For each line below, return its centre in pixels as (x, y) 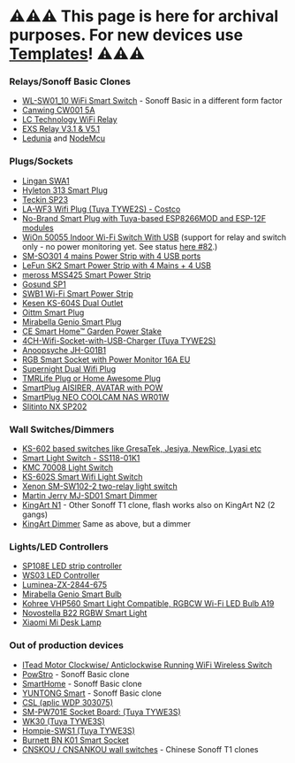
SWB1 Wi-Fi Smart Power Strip (78, 293)
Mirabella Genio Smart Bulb (72, 594)
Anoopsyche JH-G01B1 (64, 350)
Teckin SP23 (45, 199)
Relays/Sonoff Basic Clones (70, 81)
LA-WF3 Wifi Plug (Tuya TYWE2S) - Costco (101, 209)
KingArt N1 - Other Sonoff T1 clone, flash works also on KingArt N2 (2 (148, 505)
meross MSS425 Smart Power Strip (87, 274)
